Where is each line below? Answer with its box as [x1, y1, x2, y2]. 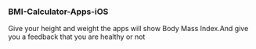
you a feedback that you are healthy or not [8, 32, 146, 41]
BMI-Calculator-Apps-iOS [8, 6, 109, 17]
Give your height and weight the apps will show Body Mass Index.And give [8, 24, 249, 33]
